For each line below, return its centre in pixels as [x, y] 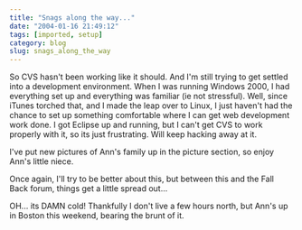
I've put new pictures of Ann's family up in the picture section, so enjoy [142, 152]
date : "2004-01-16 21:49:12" [64, 26]
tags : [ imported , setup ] [56, 34]
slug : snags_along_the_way [60, 51]
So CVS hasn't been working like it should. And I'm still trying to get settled [149, 77]
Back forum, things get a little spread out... [89, 189]
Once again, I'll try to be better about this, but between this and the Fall [142, 179]
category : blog [38, 43]
